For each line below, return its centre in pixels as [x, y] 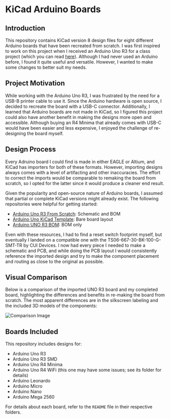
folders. [13, 412]
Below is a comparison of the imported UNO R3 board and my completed [82, 290]
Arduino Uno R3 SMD [35, 359]
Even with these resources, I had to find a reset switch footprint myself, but [84, 234]
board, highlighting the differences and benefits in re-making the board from [85, 295]
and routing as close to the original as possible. [55, 261]
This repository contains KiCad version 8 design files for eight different [79, 40]
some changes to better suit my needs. [46, 67]
